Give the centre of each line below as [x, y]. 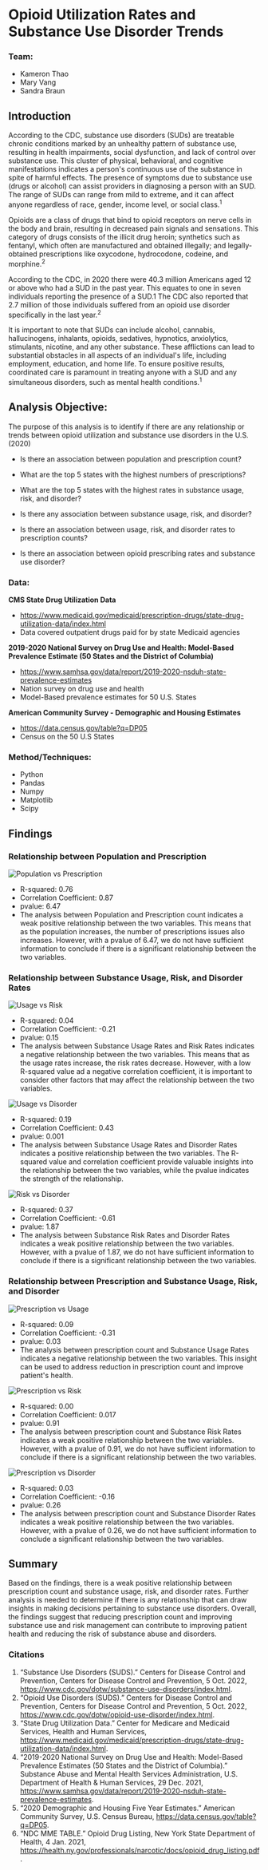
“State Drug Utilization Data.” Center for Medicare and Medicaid [124, 1723]
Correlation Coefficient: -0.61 [67, 1218]
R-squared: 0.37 [46, 1210]
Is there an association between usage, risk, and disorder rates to [127, 529]
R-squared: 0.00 [47, 1406]
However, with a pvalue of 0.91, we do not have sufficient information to [138, 1448]
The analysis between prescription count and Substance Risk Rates [130, 1432]
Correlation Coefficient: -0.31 [67, 1333]
